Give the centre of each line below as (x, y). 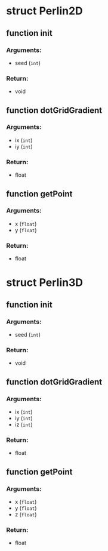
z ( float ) (26, 514)
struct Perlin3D (45, 283)
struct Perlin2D (45, 11)
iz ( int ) (24, 424)
